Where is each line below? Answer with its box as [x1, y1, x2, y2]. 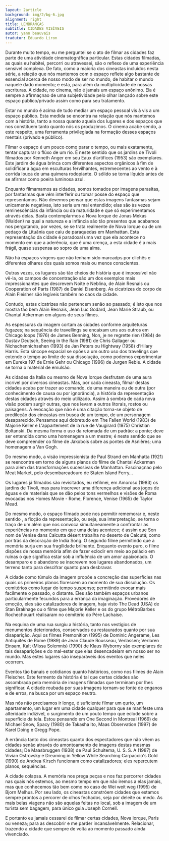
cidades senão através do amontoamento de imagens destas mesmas [5, 742, 151, 748]
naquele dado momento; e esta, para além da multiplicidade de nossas [5, 81, 152, 87]
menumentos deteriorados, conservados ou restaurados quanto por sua [5, 627, 155, 633]
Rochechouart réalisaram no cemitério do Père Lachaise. [5, 611, 124, 618]
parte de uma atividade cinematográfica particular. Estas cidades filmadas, [5, 54, 161, 61]
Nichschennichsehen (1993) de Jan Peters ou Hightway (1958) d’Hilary [5, 343, 153, 349]
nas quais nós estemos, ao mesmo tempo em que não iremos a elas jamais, [5, 778, 162, 784]
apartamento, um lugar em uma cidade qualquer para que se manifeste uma [5, 705, 163, 711]
